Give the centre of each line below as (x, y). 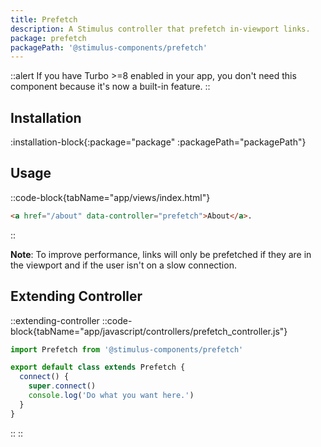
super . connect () (62, 386)
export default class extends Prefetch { (98, 367)
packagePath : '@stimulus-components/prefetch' (109, 47)
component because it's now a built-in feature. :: (110, 87)
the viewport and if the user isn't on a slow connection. (123, 265)
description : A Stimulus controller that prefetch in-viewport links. (160, 29)
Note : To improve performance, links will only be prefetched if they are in (161, 254)
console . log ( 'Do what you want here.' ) (111, 396)
